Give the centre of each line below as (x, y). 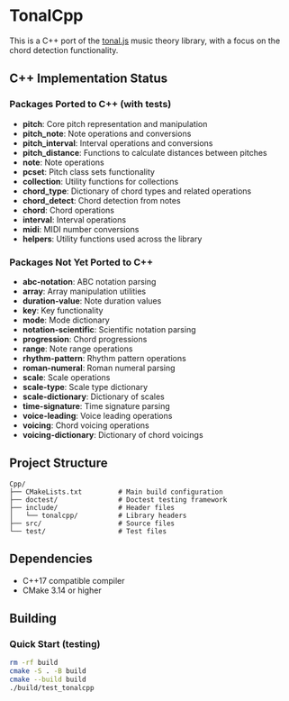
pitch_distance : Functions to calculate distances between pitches (144, 152)
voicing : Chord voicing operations (86, 425)
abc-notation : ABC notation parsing (89, 281)
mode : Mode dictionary (66, 320)
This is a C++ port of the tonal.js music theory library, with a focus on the (145, 41)
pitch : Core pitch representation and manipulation (115, 123)
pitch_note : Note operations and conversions (107, 133)
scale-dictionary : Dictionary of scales (93, 396)
